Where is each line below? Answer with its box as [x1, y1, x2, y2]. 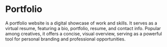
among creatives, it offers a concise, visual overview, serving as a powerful [5, 30, 162, 36]
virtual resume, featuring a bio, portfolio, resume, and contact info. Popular [5, 25, 161, 31]
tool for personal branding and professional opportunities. [5, 36, 126, 42]
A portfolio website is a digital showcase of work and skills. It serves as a [5, 20, 157, 26]
